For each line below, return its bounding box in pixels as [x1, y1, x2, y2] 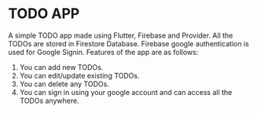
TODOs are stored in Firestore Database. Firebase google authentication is [8, 38, 249, 48]
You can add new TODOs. [19, 62, 104, 71]
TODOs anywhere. [19, 96, 80, 105]
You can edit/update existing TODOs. [19, 71, 140, 80]
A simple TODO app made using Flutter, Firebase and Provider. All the [8, 31, 233, 40]
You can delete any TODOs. [19, 79, 110, 89]
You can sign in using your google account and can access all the [19, 87, 233, 97]
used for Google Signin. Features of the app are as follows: [8, 47, 199, 56]
